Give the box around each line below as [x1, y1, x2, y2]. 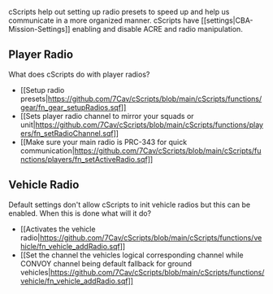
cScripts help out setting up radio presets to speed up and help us [8, 7, 230, 16]
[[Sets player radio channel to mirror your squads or [19, 111, 194, 121]
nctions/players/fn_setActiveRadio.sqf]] [19, 154, 154, 164]
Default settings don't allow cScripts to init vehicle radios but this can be [8, 200, 250, 209]
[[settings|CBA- [201, 15, 253, 25]
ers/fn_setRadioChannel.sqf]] [19, 128, 119, 138]
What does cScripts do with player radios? [8, 69, 150, 79]
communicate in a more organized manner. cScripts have [8, 15, 200, 25]
